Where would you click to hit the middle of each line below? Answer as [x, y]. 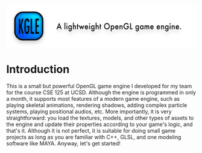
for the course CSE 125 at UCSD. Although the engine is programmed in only [101, 92]
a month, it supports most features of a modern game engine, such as [93, 99]
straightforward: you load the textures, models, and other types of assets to [100, 118]
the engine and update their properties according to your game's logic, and [99, 124]
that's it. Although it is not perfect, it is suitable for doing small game [91, 131]
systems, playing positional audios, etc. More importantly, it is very [89, 112]
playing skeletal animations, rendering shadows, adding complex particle [97, 105]
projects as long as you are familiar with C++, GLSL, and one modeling [94, 137]
